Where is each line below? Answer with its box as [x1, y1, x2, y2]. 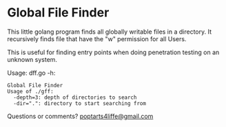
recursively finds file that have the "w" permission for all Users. [7, 34, 187, 43]
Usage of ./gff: [7, 88, 54, 95]
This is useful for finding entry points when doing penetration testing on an [7, 48, 220, 56]
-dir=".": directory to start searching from [13, 100, 147, 107]
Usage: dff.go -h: [7, 69, 56, 77]
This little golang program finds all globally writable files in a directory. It [7, 27, 212, 36]
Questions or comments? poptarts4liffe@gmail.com [7, 112, 154, 120]
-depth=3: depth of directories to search [13, 94, 137, 101]
